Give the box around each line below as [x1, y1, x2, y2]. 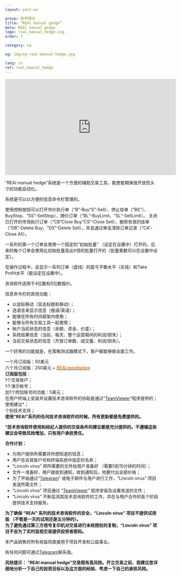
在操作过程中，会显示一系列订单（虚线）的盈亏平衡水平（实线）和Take [5, 264, 147, 270]
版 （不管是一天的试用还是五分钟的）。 [5, 516, 81, 522]
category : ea [5, 43, 32, 48]
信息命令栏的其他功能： [5, 291, 52, 297]
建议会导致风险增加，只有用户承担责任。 [5, 430, 86, 436]
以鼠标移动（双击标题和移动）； [12, 301, 75, 307]
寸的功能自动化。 [5, 186, 40, 192]
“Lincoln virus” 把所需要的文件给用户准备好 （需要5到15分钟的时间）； [12, 463, 152, 469]
